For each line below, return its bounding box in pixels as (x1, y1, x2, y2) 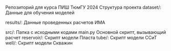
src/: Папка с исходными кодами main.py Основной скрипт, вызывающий (5, 29, 166, 35)
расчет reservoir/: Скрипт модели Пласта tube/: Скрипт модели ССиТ (5, 35, 157, 40)
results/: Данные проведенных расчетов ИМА (5, 20, 105, 25)
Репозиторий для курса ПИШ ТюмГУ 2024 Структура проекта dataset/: (5, 5, 161, 10)
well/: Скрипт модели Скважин (5, 40, 73, 46)
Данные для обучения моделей (5, 10, 75, 16)
